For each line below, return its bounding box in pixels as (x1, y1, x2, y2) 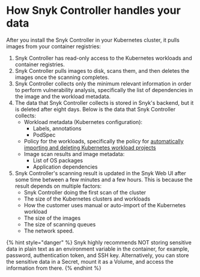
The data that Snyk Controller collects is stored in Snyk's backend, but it (14, 99, 194, 106)
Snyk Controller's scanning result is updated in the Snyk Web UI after (14, 169, 186, 176)
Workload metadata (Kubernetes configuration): (23, 118, 143, 125)
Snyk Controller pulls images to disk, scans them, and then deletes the (14, 67, 190, 74)
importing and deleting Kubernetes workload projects (23, 144, 156, 151)
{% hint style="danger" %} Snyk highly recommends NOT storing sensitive (6, 238, 192, 246)
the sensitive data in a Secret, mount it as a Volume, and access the (6, 258, 174, 265)
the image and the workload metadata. (14, 93, 111, 100)
